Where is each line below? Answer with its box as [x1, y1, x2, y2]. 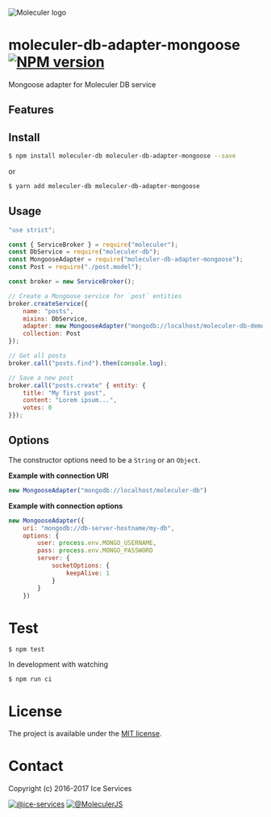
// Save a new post [8, 374, 74, 382]
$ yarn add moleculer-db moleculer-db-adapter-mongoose [8, 182, 200, 191]
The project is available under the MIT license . [8, 729, 162, 739]
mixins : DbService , [23, 315, 89, 323]
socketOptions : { [51, 562, 110, 570]
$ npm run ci [8, 675, 52, 684]
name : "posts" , [23, 307, 74, 315]
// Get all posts [8, 352, 67, 360]
